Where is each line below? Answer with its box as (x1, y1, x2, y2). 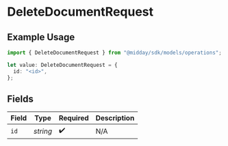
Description (95, 113, 135, 123)
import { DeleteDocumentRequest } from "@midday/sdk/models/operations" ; (7, 49, 223, 56)
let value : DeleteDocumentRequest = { (7, 61, 118, 68)
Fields (7, 93, 34, 104)
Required (58, 113, 89, 123)
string (33, 126, 53, 136)
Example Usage (7, 31, 75, 43)
